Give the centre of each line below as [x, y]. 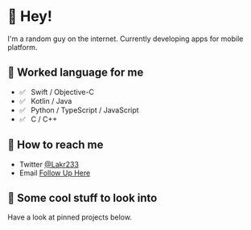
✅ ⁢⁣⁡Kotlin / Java [45, 101]
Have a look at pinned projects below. [70, 217]
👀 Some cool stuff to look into [82, 197]
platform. [23, 47]
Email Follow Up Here [55, 173]
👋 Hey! [30, 16]
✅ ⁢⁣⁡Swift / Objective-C [56, 92]
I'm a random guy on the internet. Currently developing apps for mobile [125, 39]
